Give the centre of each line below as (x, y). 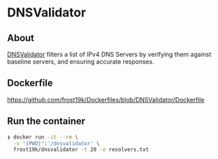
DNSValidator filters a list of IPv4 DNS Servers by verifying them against (109, 54)
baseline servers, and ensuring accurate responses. (81, 62)
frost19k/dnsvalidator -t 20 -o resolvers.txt (81, 150)
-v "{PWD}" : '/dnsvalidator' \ (56, 143)
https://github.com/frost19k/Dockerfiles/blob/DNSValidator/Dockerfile (106, 99)
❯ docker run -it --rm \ (43, 137)
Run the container (46, 121)
